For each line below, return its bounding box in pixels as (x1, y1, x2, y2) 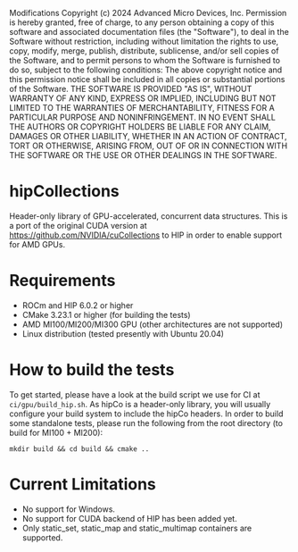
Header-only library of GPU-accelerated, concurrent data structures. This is (9, 210, 288, 222)
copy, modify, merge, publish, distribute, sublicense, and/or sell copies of (9, 46, 279, 56)
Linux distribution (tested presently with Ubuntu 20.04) (21, 328, 225, 339)
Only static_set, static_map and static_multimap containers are (21, 523, 252, 533)
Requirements (9, 271, 116, 291)
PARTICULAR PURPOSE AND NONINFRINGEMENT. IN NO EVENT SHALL (9, 112, 277, 122)
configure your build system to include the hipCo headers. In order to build (9, 408, 284, 419)
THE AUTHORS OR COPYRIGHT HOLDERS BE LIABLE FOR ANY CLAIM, (9, 121, 271, 132)
